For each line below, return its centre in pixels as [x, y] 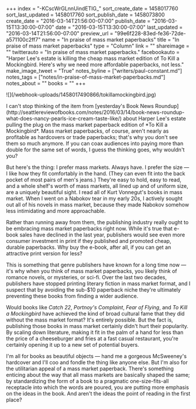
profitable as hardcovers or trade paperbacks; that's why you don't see [92, 137]
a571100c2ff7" [23, 40]
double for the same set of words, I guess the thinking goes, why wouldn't [95, 150]
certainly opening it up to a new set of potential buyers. [73, 345]
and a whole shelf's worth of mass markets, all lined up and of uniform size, [97, 186]
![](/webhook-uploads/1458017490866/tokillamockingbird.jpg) [81, 94]
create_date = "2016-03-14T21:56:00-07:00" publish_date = [78, 21]
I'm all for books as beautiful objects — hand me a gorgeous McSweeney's [97, 356]
